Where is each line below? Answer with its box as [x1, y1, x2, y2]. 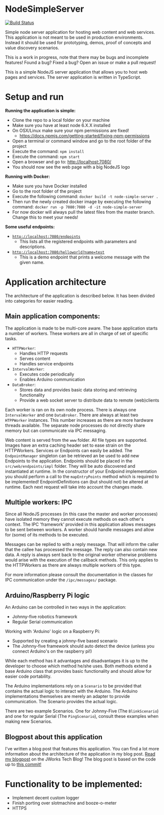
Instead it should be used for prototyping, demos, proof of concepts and [5, 39, 151, 45]
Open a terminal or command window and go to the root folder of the [12, 138, 152, 144]
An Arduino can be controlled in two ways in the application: [5, 604, 126, 610]
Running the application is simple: [5, 107, 76, 113]
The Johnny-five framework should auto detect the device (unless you [12, 643, 155, 649]
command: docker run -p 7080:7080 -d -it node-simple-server [12, 204, 143, 209]
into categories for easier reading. [5, 298, 74, 304]
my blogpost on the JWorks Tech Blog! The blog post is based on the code [5, 756, 156, 762]
